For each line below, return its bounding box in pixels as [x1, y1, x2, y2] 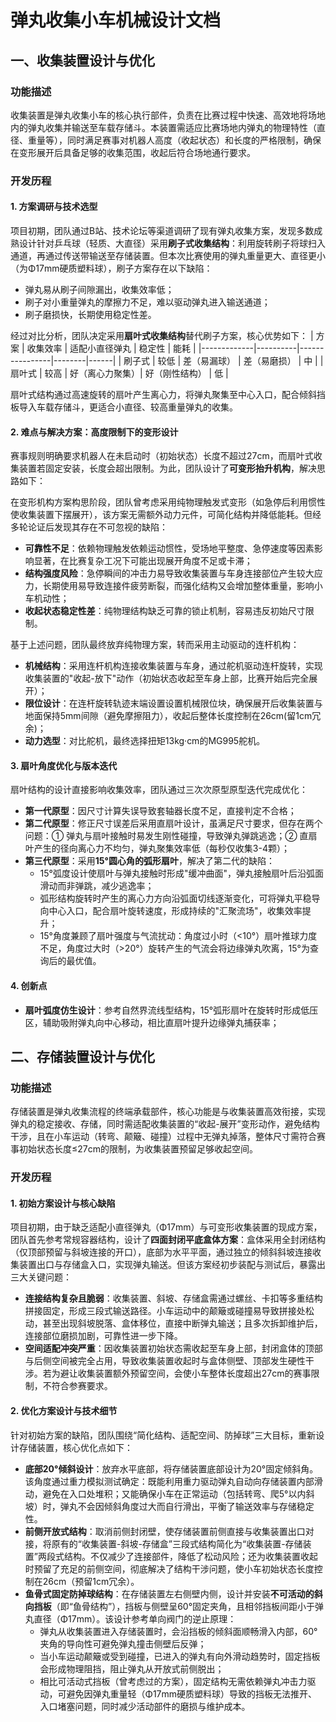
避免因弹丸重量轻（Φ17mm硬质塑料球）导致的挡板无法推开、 [66, 1687, 318, 1700]
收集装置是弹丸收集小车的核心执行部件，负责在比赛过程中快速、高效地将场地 [10, 109, 326, 121]
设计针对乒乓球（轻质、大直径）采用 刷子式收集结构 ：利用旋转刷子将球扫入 [18, 237, 326, 249]
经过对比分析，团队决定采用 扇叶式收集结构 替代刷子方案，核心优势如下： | [10, 330, 314, 341]
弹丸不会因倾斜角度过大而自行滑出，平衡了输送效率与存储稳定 [59, 1500, 315, 1512]
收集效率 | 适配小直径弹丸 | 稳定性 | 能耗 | [26, 342, 197, 354]
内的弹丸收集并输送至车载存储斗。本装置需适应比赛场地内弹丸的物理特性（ [10, 121, 317, 133]
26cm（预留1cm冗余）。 [42, 1575, 140, 1587]
